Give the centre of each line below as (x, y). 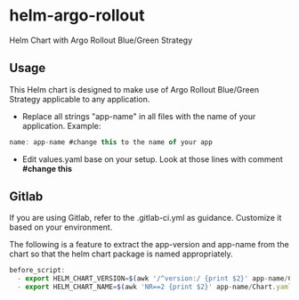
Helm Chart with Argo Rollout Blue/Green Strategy (101, 40)
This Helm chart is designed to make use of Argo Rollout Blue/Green (134, 89)
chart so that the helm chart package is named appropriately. (121, 254)
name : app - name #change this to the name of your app (111, 142)
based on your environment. (61, 227)
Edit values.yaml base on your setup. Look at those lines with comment (152, 159)
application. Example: (61, 126)
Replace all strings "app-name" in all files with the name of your (139, 116)
